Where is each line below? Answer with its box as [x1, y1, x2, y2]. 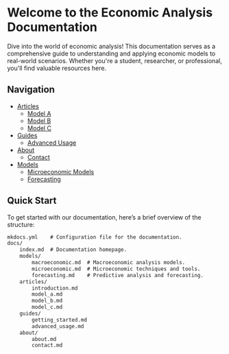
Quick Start [7, 195, 57, 206]
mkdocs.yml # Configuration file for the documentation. [7, 233, 183, 241]
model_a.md [32, 291, 63, 298]
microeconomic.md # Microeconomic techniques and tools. [32, 265, 201, 272]
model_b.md [32, 297, 63, 305]
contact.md [32, 342, 63, 349]
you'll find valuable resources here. [7, 64, 107, 72]
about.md [32, 335, 57, 342]
